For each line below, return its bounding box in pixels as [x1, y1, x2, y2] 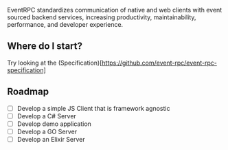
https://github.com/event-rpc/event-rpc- [102, 58, 218, 67]
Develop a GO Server [16, 127, 78, 136]
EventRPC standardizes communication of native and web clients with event [7, 6, 223, 14]
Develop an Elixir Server [16, 135, 85, 143]
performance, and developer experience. [7, 21, 124, 28]
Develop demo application [16, 120, 91, 128]
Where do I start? [7, 41, 83, 52]
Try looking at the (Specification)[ [7, 58, 102, 67]
